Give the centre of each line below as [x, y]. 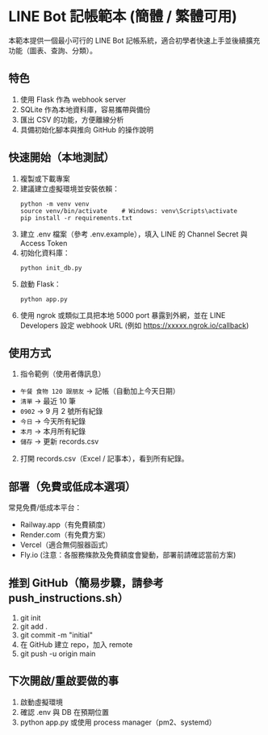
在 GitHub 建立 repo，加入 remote [76, 645]
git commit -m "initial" [57, 635]
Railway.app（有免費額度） [65, 524]
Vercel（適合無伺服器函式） [66, 545]
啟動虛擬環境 [41, 702]
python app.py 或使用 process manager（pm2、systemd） [118, 722]
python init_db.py [51, 268]
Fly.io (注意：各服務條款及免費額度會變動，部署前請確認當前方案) [128, 555]
